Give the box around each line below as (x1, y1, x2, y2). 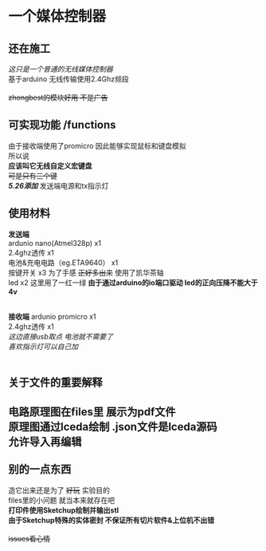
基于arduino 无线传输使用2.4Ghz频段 (8, 74, 129, 84)
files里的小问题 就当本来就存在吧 (8, 495, 115, 505)
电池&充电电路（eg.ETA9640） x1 (8, 257, 119, 268)
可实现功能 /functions (8, 118, 117, 132)
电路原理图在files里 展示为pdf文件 (8, 405, 176, 419)
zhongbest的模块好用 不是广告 (8, 93, 108, 102)
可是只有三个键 (8, 171, 57, 180)
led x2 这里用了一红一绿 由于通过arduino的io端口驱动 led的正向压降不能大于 (8, 277, 258, 287)
